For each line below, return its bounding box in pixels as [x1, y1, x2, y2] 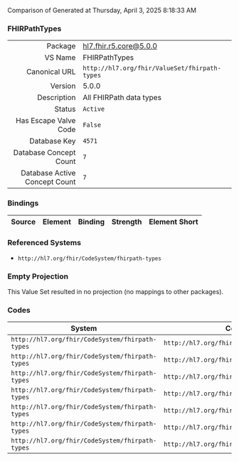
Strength [111, 217, 142, 227]
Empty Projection [7, 271, 69, 281]
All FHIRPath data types [83, 92, 162, 102]
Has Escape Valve [15, 116, 76, 126]
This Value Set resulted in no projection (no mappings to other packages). [7, 288, 224, 296]
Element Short [149, 217, 198, 227]
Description [36, 92, 76, 102]
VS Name [44, 53, 76, 63]
